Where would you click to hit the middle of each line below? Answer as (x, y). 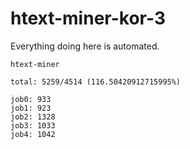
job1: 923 (31, 108)
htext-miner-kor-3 (88, 18)
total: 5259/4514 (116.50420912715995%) (96, 82)
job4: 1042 (33, 134)
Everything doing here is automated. (85, 46)
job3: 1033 (33, 125)
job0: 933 (31, 99)
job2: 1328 (33, 117)
